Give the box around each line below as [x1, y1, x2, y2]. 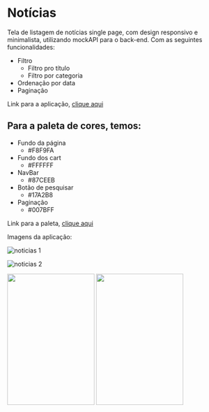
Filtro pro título [27, 64, 70, 72]
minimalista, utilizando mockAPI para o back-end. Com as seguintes [7, 35, 203, 43]
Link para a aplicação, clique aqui [7, 99, 104, 108]
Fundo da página [17, 138, 66, 147]
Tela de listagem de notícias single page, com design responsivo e [7, 28, 199, 36]
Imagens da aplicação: [7, 232, 72, 241]
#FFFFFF [27, 161, 54, 169]
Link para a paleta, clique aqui [7, 219, 94, 227]
